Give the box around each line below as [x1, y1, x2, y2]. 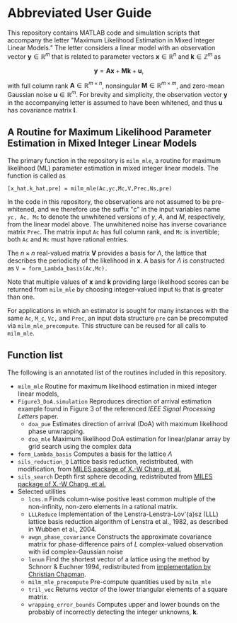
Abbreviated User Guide [7, 5, 152, 21]
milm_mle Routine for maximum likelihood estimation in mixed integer [17, 382, 217, 390]
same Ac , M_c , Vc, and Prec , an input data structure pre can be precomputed [7, 314, 229, 322]
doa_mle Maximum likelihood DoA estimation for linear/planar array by [28, 434, 231, 443]
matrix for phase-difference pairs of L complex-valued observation [28, 539, 224, 548]
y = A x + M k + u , [93, 66, 144, 75]
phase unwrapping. [28, 427, 85, 435]
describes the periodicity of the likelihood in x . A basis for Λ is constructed [7, 256, 225, 265]
